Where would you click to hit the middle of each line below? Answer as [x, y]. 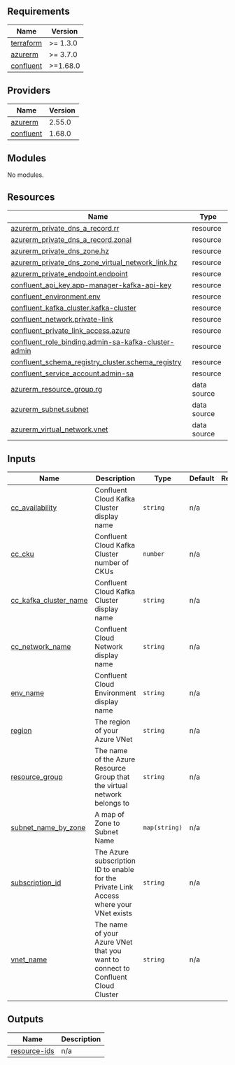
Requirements [38, 12]
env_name [27, 693]
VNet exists [113, 913]
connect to [112, 968]
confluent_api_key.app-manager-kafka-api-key [91, 285]
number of [112, 563]
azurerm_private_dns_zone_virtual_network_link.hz [94, 263]
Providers [29, 91]
